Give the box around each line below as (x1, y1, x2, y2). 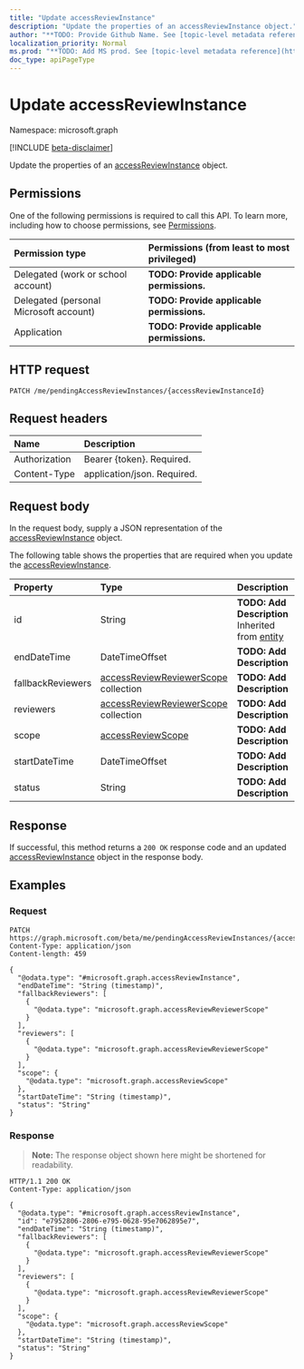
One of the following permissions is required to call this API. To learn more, (9, 210, 289, 220)
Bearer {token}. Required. (83, 453, 192, 465)
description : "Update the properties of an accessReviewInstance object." (9, 22, 298, 31)
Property (14, 582, 53, 594)
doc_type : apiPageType (9, 55, 95, 64)
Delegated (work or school (14, 268, 128, 280)
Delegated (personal (14, 294, 101, 307)
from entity (236, 631, 284, 643)
